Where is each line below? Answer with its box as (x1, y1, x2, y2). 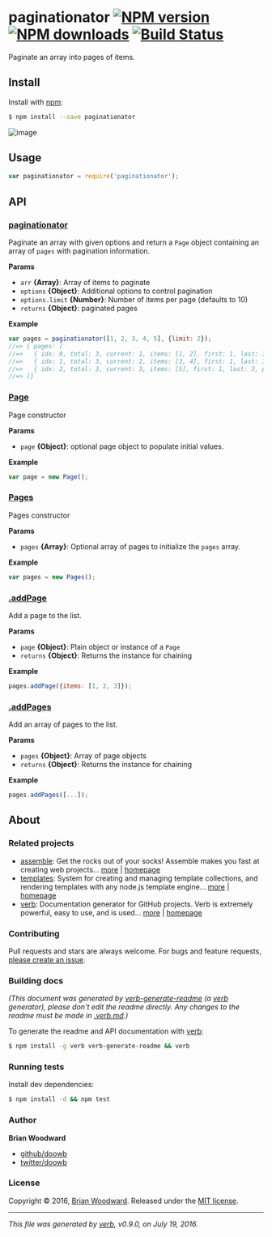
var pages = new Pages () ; (8, 573, 96, 581)
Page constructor (8, 410, 66, 420)
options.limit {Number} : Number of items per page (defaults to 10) (19, 295, 249, 304)
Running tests (8, 1061, 65, 1073)
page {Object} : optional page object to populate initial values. (19, 441, 224, 451)
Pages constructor (8, 510, 70, 520)
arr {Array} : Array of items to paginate (19, 278, 151, 287)
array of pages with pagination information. (8, 246, 151, 255)
